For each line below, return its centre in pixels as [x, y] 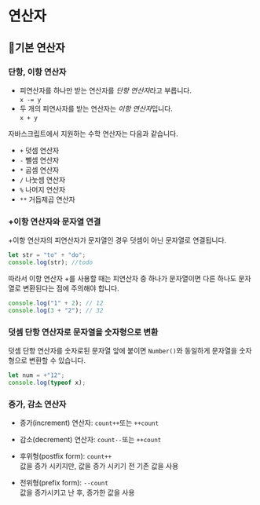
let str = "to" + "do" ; [47, 255]
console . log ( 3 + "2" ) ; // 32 [56, 310]
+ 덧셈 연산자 [39, 150]
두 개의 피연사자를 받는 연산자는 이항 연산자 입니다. [96, 108]
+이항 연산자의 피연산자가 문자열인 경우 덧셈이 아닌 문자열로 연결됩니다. [117, 240]
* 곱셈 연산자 [39, 170]
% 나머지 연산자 [42, 189]
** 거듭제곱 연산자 [48, 199]
